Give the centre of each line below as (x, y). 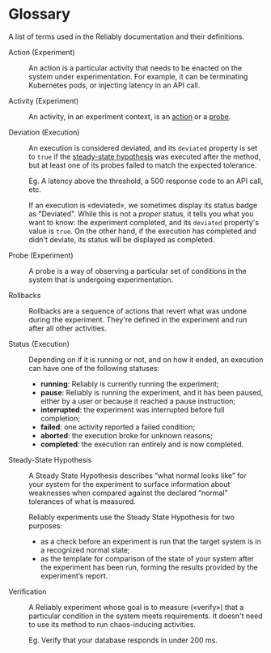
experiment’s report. (74, 575)
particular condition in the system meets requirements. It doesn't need (146, 616)
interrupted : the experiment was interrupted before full (132, 409)
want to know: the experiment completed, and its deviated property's (144, 222)
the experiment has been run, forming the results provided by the (149, 567)
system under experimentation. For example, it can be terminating (138, 76)
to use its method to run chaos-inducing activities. (112, 624)
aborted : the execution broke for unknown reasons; (126, 435)
